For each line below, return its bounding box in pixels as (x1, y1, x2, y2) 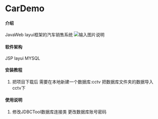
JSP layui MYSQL (5, 55, 41, 61)
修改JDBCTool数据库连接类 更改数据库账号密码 (12, 109, 107, 115)
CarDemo (5, 3, 45, 14)
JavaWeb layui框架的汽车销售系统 (5, 32, 73, 38)
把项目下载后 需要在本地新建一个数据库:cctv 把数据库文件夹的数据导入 (12, 79, 154, 85)
